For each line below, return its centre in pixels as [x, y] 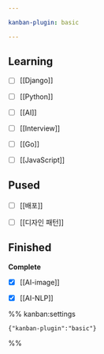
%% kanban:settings [42, 314]
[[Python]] [36, 97]
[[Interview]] [40, 128]
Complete [25, 267]
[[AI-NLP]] [36, 298]
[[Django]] [36, 81]
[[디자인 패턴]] [42, 222]
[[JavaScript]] [42, 160]
